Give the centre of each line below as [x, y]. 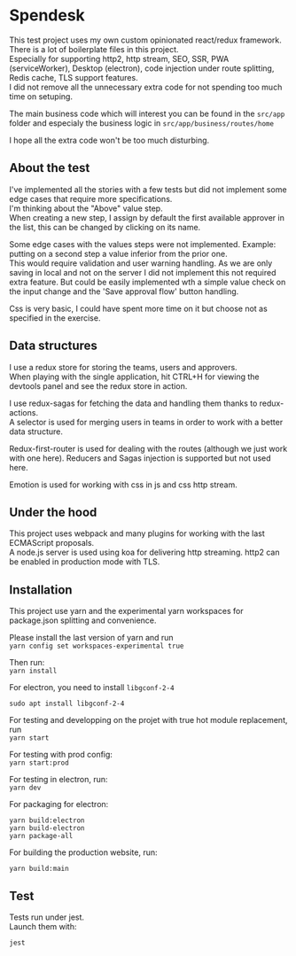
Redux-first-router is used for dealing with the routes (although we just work [148, 448]
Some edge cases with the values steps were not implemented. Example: [143, 244]
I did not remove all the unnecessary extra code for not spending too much [146, 87]
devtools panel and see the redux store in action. [98, 385]
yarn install [33, 671]
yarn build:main [39, 869]
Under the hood [53, 512]
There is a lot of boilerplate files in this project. [94, 49]
